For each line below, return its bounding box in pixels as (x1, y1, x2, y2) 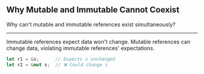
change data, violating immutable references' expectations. (6, 45, 155, 52)
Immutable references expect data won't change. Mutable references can (6, 38, 191, 45)
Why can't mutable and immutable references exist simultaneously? (6, 20, 176, 28)
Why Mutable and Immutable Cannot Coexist (6, 5, 180, 15)
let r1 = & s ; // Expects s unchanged (6, 56, 115, 62)
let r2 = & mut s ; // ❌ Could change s (6, 61, 108, 68)
